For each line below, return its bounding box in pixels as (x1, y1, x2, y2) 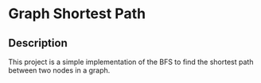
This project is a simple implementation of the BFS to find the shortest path (8, 57, 254, 66)
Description (8, 36, 68, 50)
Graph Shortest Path (8, 5, 146, 23)
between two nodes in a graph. (8, 66, 111, 75)
